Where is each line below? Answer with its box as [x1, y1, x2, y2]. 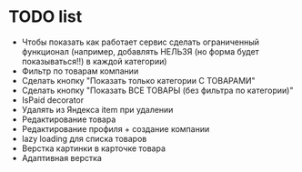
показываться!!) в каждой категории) [21, 56, 167, 66]
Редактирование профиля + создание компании [21, 123, 210, 134]
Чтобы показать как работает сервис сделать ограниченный [21, 36, 260, 47]
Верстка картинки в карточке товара [21, 143, 166, 154]
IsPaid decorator [21, 94, 85, 106]
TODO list [8, 6, 83, 27]
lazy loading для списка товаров [21, 133, 147, 144]
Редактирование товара [21, 114, 116, 125]
